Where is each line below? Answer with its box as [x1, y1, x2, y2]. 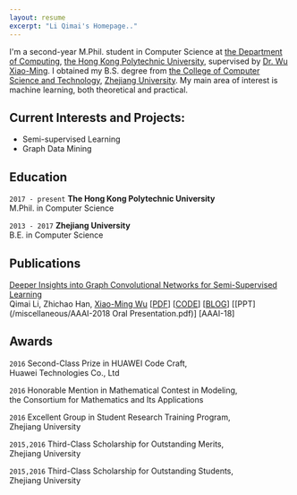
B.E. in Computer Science [9, 230, 104, 240]
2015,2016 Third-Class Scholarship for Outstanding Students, [9, 465, 234, 476]
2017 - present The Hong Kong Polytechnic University [9, 194, 216, 204]
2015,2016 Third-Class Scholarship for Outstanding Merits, [9, 439, 225, 449]
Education [9, 169, 68, 185]
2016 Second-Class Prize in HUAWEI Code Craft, [9, 358, 188, 369]
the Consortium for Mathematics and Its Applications [9, 394, 204, 404]
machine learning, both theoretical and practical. [9, 84, 189, 95]
